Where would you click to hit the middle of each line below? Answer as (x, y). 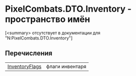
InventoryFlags (25, 66)
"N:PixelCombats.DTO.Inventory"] (39, 38)
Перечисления (29, 53)
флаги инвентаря (66, 66)
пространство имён (48, 19)
